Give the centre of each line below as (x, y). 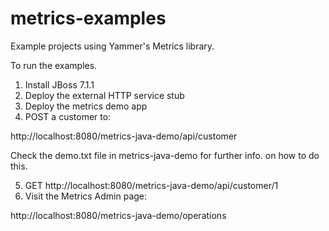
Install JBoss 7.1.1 (59, 84)
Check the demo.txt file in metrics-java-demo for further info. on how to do (165, 155)
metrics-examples (88, 18)
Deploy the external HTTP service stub (104, 95)
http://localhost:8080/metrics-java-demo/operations (118, 215)
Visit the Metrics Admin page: (86, 196)
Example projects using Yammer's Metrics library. (112, 46)
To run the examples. (54, 65)
